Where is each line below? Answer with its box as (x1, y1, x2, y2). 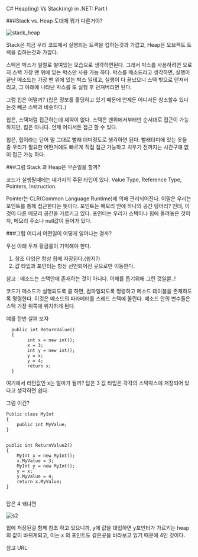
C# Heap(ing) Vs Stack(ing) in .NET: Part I (6, 5, 108, 12)
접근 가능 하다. (12, 151, 46, 158)
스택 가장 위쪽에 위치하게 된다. (6, 302, 76, 309)
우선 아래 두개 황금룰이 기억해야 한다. (6, 242, 92, 249)
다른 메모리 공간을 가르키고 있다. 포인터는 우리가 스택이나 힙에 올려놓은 (17, 210, 180, 217)
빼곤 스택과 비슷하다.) (17, 104, 67, 110)
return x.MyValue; (17, 479, 62, 485)
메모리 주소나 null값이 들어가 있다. (14, 217, 92, 224)
